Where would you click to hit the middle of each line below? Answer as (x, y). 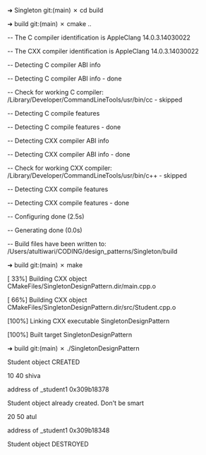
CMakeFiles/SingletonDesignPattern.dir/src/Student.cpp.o (92, 307)
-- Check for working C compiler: (56, 92)
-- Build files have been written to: (57, 244)
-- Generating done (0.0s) (45, 230)
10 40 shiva (24, 376)
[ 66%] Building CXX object (47, 300)
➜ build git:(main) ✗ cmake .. (49, 24)
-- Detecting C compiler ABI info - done (65, 78)
